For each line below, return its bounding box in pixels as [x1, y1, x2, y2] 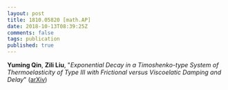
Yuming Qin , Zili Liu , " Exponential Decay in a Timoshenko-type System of [7, 61, 219, 69]
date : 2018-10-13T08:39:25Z [7, 23, 88, 30]
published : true [7, 42, 54, 49]
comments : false [7, 29, 54, 36]
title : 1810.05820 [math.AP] [7, 16, 91, 23]
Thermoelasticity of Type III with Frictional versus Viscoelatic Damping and [7, 68, 222, 76]
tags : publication [7, 36, 60, 43]
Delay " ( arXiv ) [7, 76, 48, 83]
